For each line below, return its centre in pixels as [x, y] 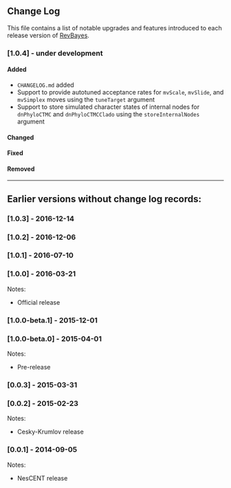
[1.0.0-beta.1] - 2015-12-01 [52, 320]
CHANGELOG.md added [45, 85]
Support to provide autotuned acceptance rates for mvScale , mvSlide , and [120, 92]
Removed [21, 169]
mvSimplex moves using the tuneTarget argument [86, 99]
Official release [38, 302]
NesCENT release [42, 478]
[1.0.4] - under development [55, 53]
